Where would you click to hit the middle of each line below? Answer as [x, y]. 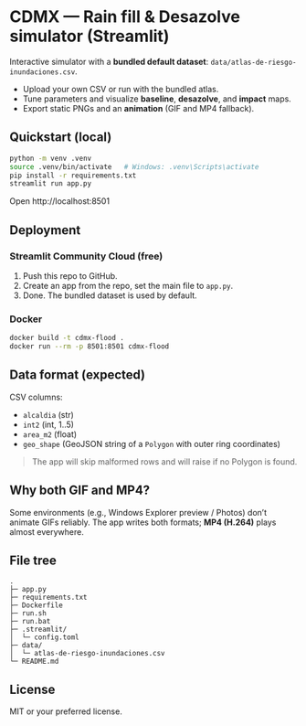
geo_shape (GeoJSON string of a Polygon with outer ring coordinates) [152, 443]
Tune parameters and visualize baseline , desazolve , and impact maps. [157, 99]
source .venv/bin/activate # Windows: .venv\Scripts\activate [134, 166]
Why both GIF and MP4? [80, 491]
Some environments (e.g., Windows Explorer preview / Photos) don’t [138, 512]
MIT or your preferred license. [66, 711]
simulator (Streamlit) [90, 36]
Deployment [45, 230]
